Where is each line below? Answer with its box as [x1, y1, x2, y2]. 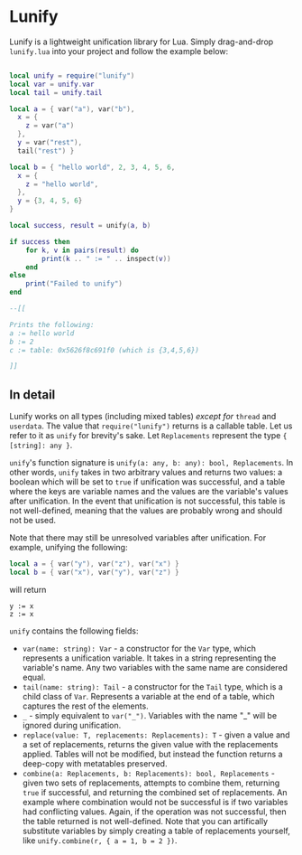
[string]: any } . [9, 440, 73, 451]
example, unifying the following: [9, 542, 128, 553]
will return [9, 584, 47, 595]
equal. [22, 672, 47, 682]
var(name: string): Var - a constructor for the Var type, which [22, 643, 257, 653]
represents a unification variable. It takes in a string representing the [22, 653, 277, 663]
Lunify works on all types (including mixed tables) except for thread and [9, 411, 277, 422]
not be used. [9, 515, 57, 526]
